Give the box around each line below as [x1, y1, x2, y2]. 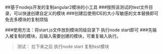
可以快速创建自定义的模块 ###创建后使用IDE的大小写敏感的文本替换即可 [13, 10, 159, 16]
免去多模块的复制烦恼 [5, 17, 48, 22]
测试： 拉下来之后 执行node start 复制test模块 [17, 44, 109, 49]
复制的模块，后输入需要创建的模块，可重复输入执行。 [13, 33, 121, 39]
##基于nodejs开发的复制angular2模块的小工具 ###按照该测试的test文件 [5, 4, 149, 10]
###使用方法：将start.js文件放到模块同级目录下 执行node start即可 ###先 [5, 27, 153, 33]
